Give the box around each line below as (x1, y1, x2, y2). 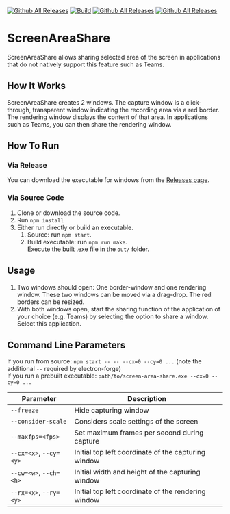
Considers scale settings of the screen (74, 417, 199, 426)
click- (186, 98, 202, 106)
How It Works (7, 80, 66, 92)
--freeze (10, 407, 39, 414)
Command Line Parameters (7, 339, 126, 350)
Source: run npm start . (27, 230, 92, 239)
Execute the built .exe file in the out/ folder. (27, 245, 149, 253)
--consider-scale (10, 417, 67, 426)
